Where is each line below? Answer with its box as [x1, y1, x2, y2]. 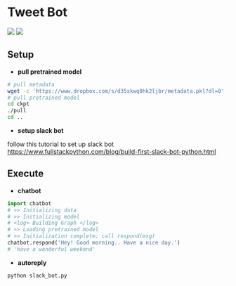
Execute [7, 168, 44, 180]
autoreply [17, 258, 47, 267]
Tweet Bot [7, 4, 68, 20]
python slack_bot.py [7, 272, 68, 279]
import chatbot [7, 200, 52, 207]
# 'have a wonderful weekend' [7, 245, 96, 253]
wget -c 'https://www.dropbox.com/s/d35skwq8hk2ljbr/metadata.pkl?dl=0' [7, 87, 225, 95]
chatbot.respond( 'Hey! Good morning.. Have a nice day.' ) [7, 240, 181, 247]
